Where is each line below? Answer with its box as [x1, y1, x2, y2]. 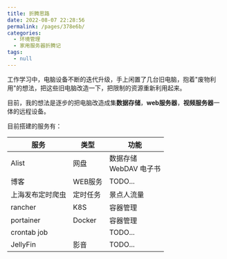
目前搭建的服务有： [7, 122, 62, 130]
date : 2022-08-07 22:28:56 [7, 17, 85, 24]
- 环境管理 [13, 36, 41, 43]
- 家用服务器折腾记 [13, 42, 61, 49]
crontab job [10, 227, 48, 237]
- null [13, 55, 33, 62]
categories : [7, 29, 42, 37]
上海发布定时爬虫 [10, 190, 67, 199]
